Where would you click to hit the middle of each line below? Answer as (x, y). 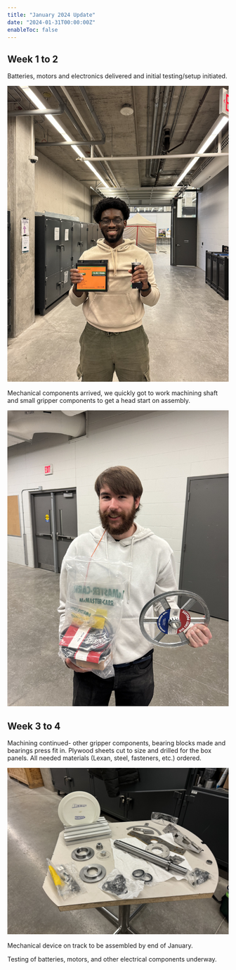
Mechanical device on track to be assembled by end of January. (100, 945)
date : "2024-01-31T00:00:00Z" (52, 22)
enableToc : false (33, 30)
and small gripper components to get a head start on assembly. (99, 401)
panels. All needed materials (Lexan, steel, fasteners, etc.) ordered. (104, 758)
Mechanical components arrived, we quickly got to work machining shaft (113, 393)
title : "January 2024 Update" (52, 15)
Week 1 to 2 (33, 59)
